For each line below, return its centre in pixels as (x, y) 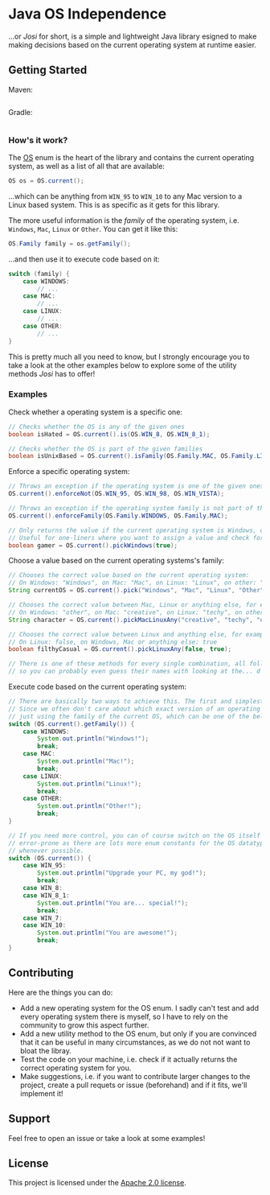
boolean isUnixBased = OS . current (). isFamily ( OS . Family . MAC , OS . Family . (133, 456)
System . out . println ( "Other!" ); (90, 806)
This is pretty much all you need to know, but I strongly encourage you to (129, 356)
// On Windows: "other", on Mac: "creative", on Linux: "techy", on (125, 612)
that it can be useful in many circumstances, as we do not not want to (135, 1042)
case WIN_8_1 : (46, 895)
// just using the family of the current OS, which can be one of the (129, 716)
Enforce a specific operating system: (69, 472)
